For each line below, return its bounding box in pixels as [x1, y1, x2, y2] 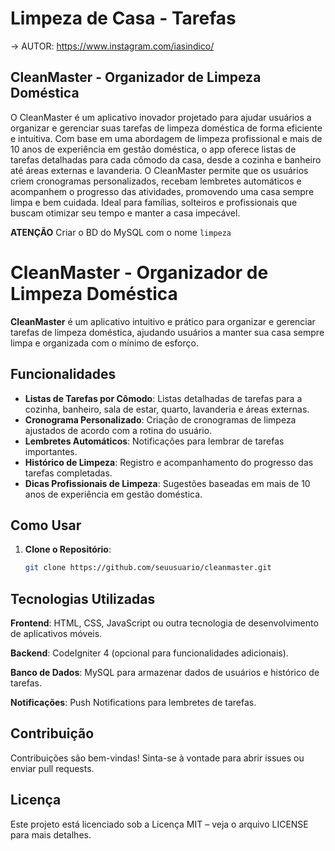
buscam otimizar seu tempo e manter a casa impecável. [10, 207, 241, 219]
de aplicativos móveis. [10, 628, 103, 639]
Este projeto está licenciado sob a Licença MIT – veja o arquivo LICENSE [10, 818, 309, 830]
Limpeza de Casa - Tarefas [10, 7, 237, 30]
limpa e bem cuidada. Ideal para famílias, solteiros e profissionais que [10, 196, 298, 208]
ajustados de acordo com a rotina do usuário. [24, 424, 213, 436]
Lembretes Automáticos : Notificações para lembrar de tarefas [24, 435, 285, 447]
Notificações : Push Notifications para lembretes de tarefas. [10, 697, 257, 708]
